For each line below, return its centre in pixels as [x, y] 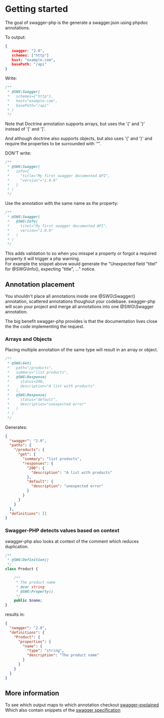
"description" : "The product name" [63, 655]
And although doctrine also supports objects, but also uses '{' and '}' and [79, 138]
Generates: [16, 427]
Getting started [37, 9]
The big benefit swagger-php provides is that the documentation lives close [81, 321]
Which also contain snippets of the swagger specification [63, 710]
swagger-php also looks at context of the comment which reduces [72, 541]
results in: [15, 614]
